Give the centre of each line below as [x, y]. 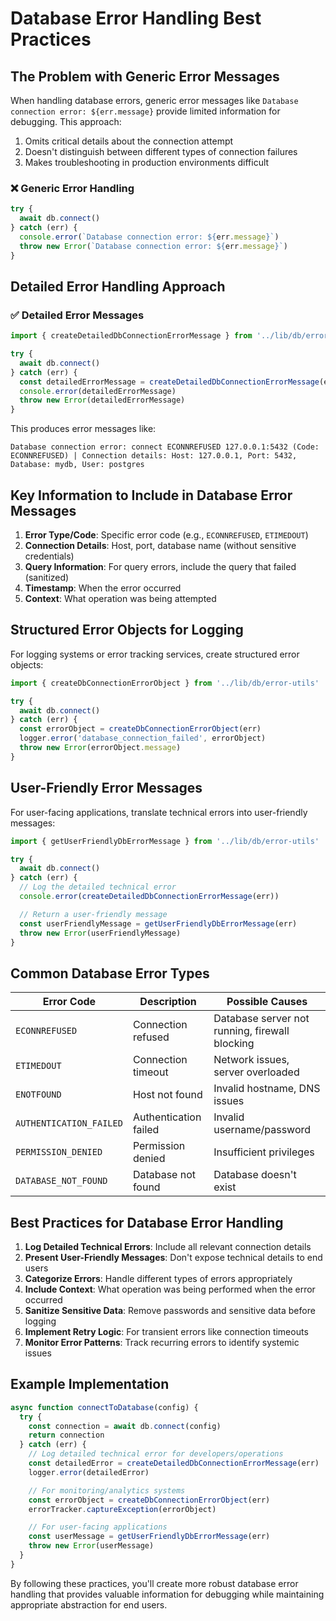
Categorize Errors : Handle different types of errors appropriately [158, 1279]
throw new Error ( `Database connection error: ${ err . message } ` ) [153, 246]
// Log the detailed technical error [98, 887]
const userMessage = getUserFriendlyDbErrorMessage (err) [149, 1537]
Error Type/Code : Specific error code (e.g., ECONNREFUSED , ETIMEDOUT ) [166, 535]
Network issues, [251, 1060]
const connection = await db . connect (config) [125, 1426]
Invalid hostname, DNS [267, 1089]
